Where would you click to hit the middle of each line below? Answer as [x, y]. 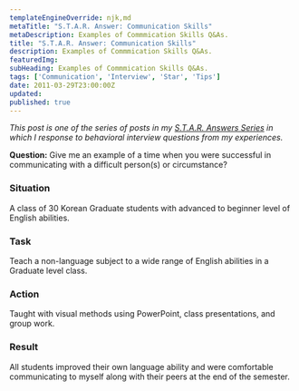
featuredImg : [34, 60]
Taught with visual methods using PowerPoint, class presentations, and [142, 314]
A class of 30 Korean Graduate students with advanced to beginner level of [150, 208]
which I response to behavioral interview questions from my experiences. [146, 138]
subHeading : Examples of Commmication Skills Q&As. [109, 69]
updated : [26, 93]
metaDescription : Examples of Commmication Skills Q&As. [119, 34]
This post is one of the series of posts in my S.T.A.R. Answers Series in [141, 128]
